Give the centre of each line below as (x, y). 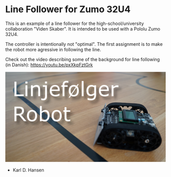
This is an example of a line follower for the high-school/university (75, 23)
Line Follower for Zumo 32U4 (68, 9)
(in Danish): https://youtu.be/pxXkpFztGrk (49, 65)
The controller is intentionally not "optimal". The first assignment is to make (84, 44)
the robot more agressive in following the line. (53, 49)
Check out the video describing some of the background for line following (83, 59)
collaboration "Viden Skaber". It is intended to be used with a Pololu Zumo (83, 28)
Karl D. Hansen (28, 170)
